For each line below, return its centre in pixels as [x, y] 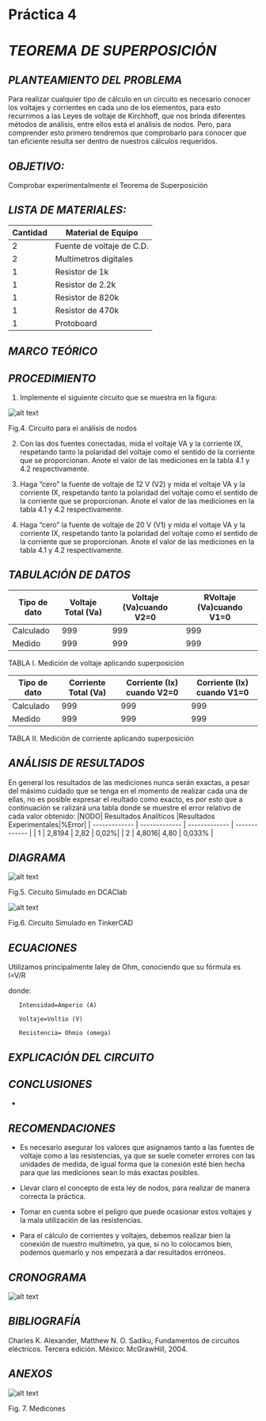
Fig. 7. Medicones [37, 1408]
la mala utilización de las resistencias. [81, 1220]
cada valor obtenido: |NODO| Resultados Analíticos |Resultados [112, 816]
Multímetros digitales [94, 259]
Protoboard [76, 323]
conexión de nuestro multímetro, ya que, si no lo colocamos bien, [126, 1244]
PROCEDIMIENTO [52, 378]
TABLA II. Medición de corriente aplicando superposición [101, 738]
